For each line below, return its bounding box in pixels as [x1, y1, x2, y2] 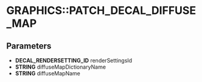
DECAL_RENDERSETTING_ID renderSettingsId [15, 57, 133, 64]
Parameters [6, 41, 52, 51]
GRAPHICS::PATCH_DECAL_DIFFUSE [6, 4, 197, 18]
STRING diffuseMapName [15, 70, 80, 77]
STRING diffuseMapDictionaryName [15, 63, 106, 70]
